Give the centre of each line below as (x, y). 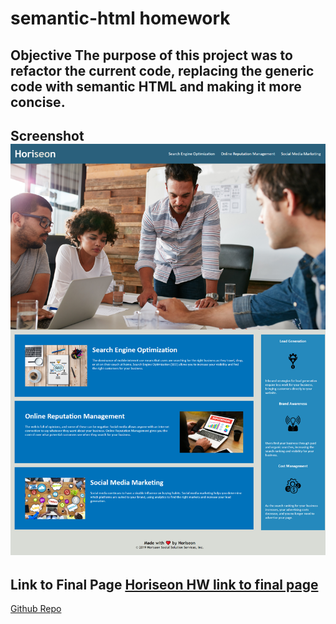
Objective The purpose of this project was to (151, 55)
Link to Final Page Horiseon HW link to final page (164, 584)
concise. (38, 102)
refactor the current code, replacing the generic (162, 70)
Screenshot (47, 135)
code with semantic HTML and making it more (156, 86)
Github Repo (36, 609)
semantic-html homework (120, 18)
